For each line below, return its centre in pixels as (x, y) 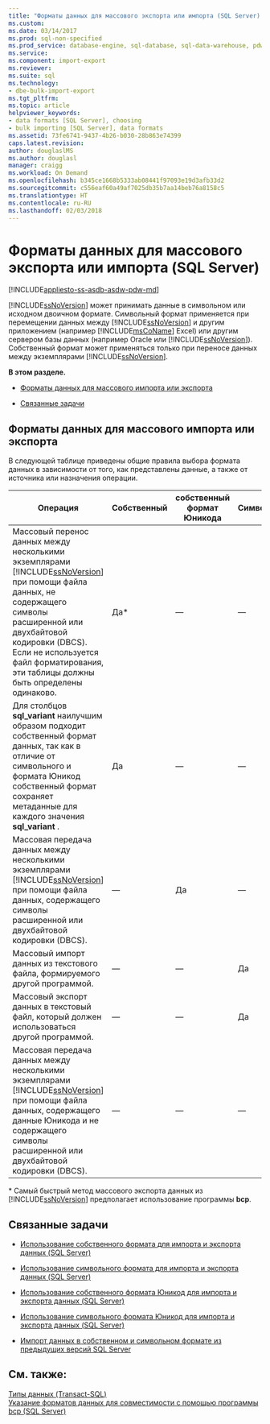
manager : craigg (35, 166)
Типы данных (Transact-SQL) (57, 1393)
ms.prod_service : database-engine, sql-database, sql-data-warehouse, (129, 46)
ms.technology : (34, 83)
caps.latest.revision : (46, 143)
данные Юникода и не (55, 1120)
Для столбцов (40, 706)
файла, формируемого (56, 974)
